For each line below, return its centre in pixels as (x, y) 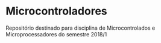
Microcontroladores (57, 11)
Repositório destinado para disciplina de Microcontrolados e (80, 28)
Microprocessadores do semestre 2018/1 (56, 34)
